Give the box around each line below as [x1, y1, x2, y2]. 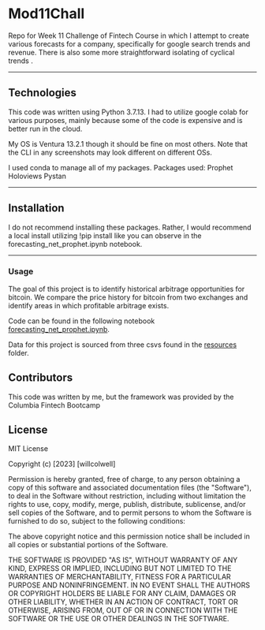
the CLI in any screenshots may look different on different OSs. [8, 147, 213, 157]
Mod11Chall [8, 5, 85, 23]
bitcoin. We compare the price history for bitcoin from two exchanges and [8, 293, 248, 302]
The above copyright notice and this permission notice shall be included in [8, 531, 250, 541]
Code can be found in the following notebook [8, 316, 155, 326]
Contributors [8, 371, 73, 385]
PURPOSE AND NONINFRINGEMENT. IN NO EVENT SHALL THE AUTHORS [8, 580, 251, 590]
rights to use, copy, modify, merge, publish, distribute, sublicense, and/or [8, 500, 246, 509]
